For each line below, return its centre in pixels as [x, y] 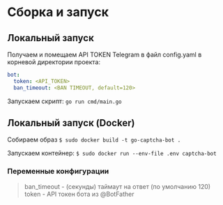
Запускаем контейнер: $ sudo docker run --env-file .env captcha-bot [112, 153]
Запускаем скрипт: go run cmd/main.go [64, 101]
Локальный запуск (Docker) [71, 123]
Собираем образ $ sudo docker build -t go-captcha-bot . [94, 139]
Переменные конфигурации [58, 172]
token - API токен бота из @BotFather [79, 194]
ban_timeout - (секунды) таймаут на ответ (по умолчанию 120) [117, 186]
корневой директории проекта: [54, 62]
